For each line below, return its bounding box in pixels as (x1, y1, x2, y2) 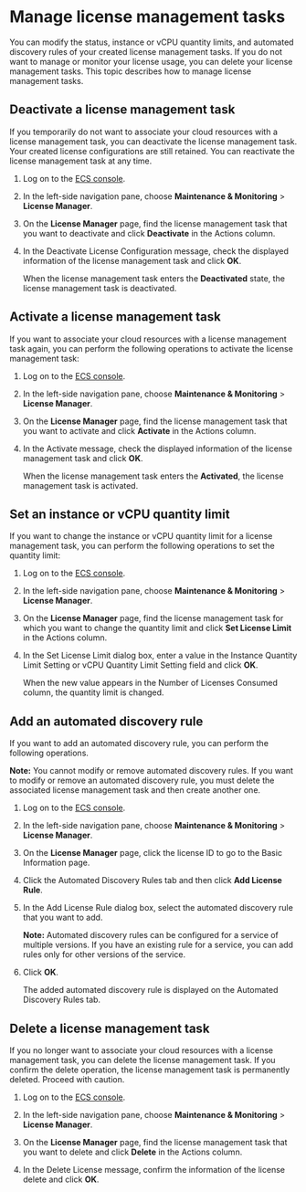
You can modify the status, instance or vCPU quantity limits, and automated (9, 37, 294, 47)
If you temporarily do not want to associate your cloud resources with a (9, 126, 279, 137)
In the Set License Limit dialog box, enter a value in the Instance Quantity (22, 650, 298, 661)
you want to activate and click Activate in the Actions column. (22, 425, 257, 436)
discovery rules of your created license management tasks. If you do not (9, 46, 283, 57)
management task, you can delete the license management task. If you (9, 1055, 276, 1065)
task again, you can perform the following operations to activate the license (9, 343, 294, 353)
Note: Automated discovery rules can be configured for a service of (22, 930, 279, 941)
